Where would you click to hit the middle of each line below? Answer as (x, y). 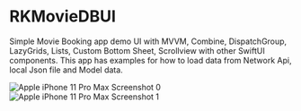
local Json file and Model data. (66, 70)
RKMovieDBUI (63, 17)
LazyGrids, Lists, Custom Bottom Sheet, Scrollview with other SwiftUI (137, 50)
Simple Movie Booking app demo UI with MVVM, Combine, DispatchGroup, (148, 41)
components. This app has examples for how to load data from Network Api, (150, 60)
